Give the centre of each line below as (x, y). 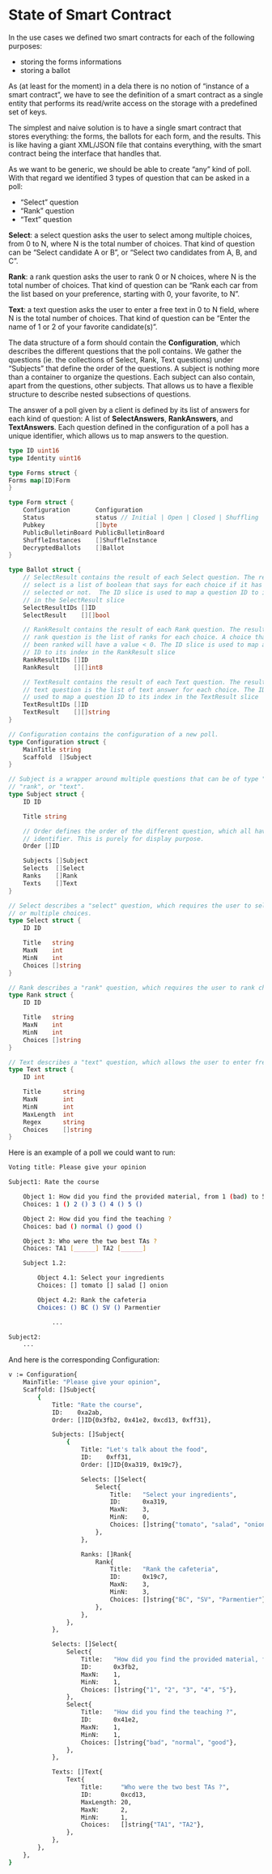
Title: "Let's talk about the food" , (144, 1450)
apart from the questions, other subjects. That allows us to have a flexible (131, 385)
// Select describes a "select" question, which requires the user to (130, 906)
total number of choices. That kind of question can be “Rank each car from (133, 285)
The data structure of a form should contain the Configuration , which (124, 342)
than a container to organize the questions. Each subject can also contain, (132, 377)
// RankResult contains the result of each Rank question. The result (144, 630)
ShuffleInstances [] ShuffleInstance (90, 540)
